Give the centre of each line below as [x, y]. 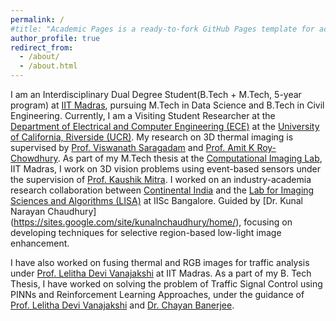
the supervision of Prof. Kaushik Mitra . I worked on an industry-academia [161, 179]
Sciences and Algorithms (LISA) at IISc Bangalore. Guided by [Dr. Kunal [156, 200]
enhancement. [40, 243]
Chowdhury [34, 158]
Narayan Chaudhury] [53, 211]
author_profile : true [55, 38]
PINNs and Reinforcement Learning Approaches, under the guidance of [157, 294]
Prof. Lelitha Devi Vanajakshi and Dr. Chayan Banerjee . [122, 305]
